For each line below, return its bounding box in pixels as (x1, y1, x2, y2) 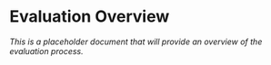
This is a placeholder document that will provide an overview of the (9, 36, 263, 47)
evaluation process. (9, 45, 84, 56)
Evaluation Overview (9, 6, 170, 27)
